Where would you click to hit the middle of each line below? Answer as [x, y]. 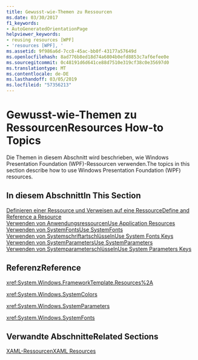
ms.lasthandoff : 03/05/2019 [42, 79]
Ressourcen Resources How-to [85, 128]
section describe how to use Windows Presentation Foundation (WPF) [94, 170]
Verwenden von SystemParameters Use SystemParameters [80, 242]
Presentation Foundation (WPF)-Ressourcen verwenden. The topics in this [98, 163]
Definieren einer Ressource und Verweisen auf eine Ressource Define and [98, 210]
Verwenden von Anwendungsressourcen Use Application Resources [91, 223]
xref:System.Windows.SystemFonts [51, 318]
